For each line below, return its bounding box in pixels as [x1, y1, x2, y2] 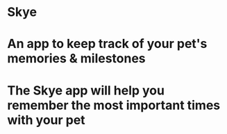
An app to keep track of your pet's [7, 36, 208, 52]
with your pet [7, 112, 85, 128]
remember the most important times [7, 97, 221, 113]
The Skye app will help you [7, 83, 165, 98]
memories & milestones [7, 51, 146, 67]
